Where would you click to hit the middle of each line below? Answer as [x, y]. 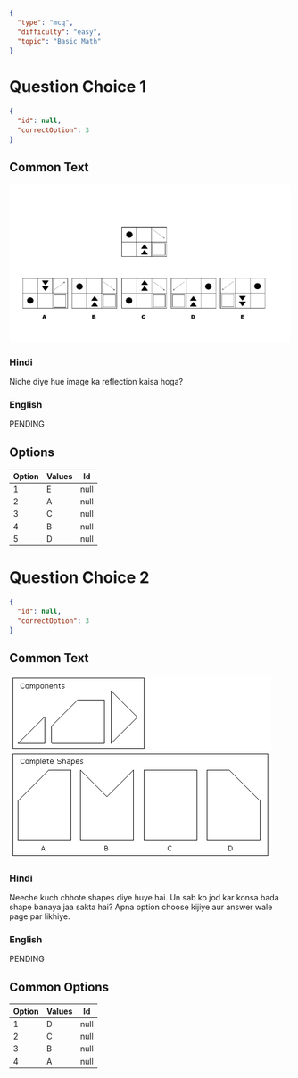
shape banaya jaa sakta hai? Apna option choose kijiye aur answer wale [141, 907]
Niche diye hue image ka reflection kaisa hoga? [96, 381]
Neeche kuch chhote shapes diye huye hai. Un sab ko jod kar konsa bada [144, 897]
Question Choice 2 [79, 577]
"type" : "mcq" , [46, 22]
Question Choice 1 [78, 86]
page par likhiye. [40, 916]
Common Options [59, 987]
